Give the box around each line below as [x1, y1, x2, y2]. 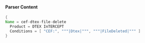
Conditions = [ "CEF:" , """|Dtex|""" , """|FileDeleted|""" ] [10, 29, 141, 34]
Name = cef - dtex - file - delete [5, 20, 66, 25]
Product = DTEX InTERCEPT [10, 24, 64, 29]
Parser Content [5, 4, 38, 10]
